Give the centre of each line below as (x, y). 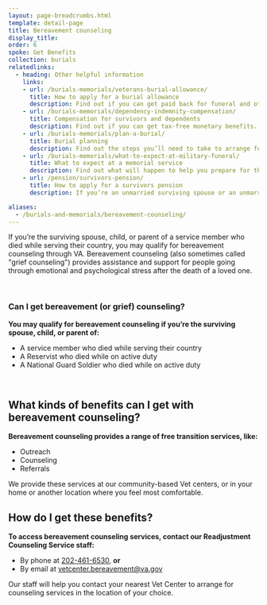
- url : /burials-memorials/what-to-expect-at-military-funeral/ (131, 156)
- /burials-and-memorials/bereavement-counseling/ (101, 214)
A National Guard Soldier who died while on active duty (110, 364)
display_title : (33, 38)
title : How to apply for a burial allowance (104, 97)
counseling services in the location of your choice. (91, 593)
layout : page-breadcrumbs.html (60, 15)
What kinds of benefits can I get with (101, 405)
